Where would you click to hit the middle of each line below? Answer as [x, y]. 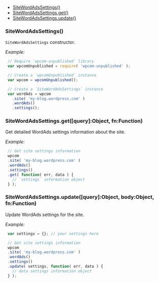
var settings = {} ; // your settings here [53, 234]
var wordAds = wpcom [29, 94]
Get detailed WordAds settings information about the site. [65, 132]
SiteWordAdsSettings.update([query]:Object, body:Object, [80, 197]
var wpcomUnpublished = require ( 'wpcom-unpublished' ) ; [69, 66]
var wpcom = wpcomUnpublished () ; [43, 80]
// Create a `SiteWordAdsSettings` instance [55, 89]
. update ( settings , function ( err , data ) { [55, 267]
